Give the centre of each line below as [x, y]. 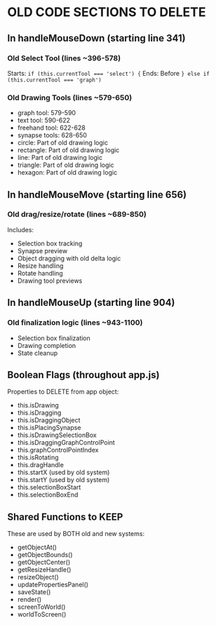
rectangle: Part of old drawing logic [68, 150]
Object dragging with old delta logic [69, 258]
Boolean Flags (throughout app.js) [83, 375]
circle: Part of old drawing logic [63, 143]
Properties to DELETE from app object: [63, 392]
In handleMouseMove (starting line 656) [97, 195]
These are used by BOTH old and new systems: [76, 534]
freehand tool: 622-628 [51, 128]
